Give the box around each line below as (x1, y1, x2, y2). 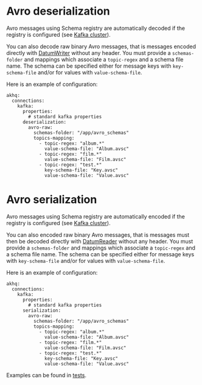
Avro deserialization (6, 4, 111, 18)
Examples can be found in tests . (6, 371, 87, 379)
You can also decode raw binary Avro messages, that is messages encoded (6, 43, 197, 50)
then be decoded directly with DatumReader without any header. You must (6, 237, 193, 245)
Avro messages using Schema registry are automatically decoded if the (6, 24, 186, 32)
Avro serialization (6, 193, 97, 207)
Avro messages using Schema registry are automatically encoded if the (6, 212, 186, 220)
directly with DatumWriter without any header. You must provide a (6, 49, 172, 56)
